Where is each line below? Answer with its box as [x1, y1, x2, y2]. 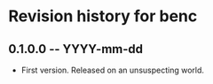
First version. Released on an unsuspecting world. [20, 65, 205, 75]
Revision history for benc [8, 6, 198, 27]
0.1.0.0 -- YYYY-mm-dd [8, 42, 144, 57]
